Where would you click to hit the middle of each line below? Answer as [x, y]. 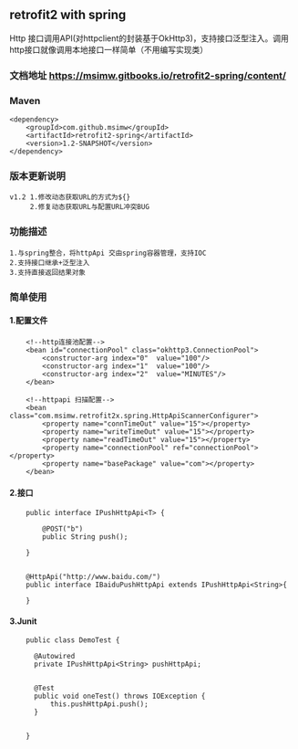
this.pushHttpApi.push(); [99, 704]
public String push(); [85, 537]
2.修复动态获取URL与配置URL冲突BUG [90, 207]
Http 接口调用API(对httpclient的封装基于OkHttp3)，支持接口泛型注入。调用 [149, 38]
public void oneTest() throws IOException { [119, 696]
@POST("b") [63, 529]
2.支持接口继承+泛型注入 [50, 263]
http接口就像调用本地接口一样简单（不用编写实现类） [109, 49]
